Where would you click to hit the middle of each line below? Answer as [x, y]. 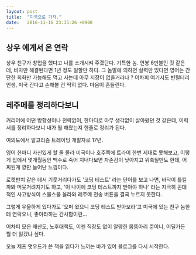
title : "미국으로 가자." [34, 17]
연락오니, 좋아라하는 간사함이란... [50, 214]
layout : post [22, 11]
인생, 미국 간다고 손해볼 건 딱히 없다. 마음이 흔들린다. [66, 85]
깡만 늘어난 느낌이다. [45, 167]
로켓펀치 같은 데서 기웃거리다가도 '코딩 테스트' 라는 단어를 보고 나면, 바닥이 [91, 180]
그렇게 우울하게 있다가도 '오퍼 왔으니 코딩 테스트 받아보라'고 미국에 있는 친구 [93, 207]
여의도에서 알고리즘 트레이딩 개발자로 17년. [55, 140]
